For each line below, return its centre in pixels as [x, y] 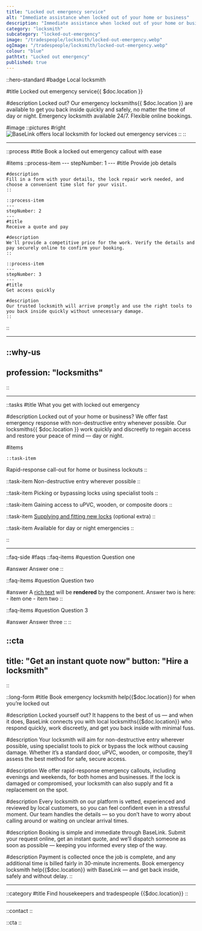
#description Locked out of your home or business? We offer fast [87, 416]
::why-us [23, 352]
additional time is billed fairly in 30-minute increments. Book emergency [95, 863]
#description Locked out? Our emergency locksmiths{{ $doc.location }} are [99, 103]
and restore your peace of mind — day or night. [65, 436]
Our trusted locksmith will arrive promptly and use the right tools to [99, 306]
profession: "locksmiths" [55, 373]
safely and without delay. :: [40, 876]
